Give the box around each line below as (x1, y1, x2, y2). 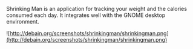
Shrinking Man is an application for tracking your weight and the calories (6, 5, 188, 12)
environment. (6, 18, 39, 25)
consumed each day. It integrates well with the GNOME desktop (6, 11, 166, 19)
